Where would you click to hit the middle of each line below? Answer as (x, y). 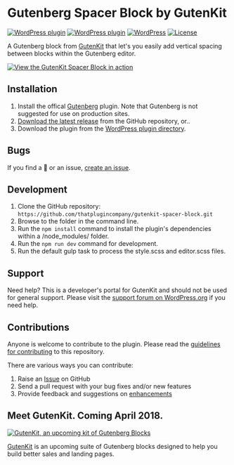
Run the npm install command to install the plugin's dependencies (115, 229)
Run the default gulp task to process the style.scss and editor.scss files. (122, 251)
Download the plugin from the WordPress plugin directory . (102, 129)
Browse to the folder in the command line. (78, 221)
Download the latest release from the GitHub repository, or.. (104, 121)
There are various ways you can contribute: (70, 365)
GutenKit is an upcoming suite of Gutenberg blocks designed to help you (112, 446)
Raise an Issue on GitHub (54, 379)
